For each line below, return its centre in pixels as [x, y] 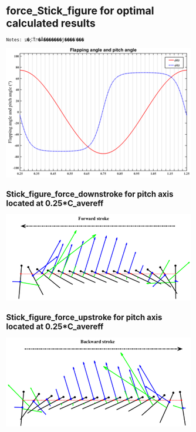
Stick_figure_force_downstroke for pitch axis [90, 194]
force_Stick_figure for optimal [80, 11]
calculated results [51, 23]
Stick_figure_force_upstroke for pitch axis [84, 317]
